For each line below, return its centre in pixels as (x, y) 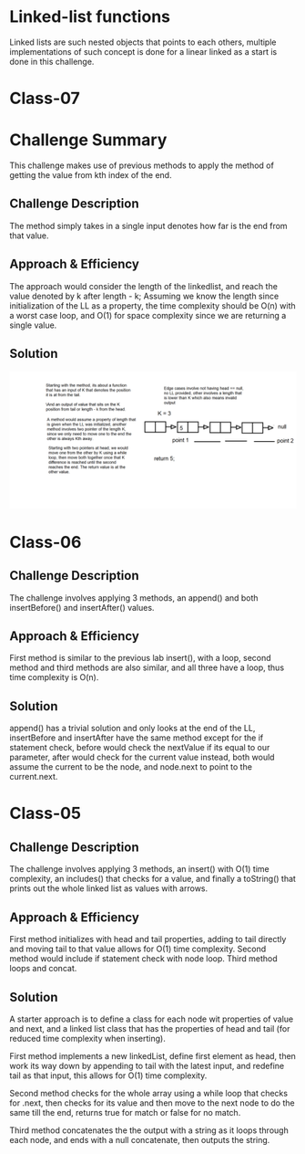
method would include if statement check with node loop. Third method (143, 959)
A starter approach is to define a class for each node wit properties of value (152, 1019)
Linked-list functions (90, 17)
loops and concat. (43, 969)
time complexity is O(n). (54, 677)
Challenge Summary (88, 140)
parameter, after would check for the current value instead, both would (142, 757)
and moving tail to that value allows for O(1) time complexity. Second (138, 949)
